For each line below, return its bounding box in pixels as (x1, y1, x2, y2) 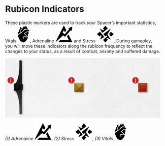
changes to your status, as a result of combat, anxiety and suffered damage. (5, 48, 161, 54)
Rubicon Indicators (5, 3, 85, 15)
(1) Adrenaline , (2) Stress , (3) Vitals (5, 136, 113, 142)
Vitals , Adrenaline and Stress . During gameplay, (5, 38, 152, 44)
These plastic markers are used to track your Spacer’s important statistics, (5, 20, 156, 26)
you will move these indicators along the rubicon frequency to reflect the (5, 43, 153, 49)
